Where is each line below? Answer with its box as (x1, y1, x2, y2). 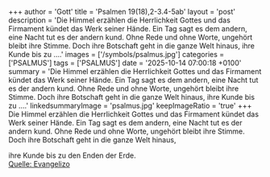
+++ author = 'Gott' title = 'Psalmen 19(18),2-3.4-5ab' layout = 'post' (8, 7, 236, 16)
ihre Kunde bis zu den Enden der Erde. (8, 150, 136, 160)
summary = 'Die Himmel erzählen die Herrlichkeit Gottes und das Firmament (8, 67, 262, 76)
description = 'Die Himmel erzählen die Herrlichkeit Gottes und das (8, 15, 231, 25)
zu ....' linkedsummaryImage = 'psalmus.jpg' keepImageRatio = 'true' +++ (8, 101, 252, 110)
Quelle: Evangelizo (8, 159, 70, 168)
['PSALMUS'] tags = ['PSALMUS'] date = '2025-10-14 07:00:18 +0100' (8, 58, 242, 68)
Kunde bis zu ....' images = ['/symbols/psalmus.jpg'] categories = (8, 50, 225, 59)
